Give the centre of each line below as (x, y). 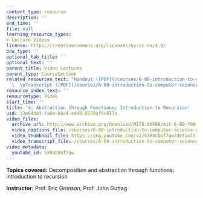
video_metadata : (27, 147)
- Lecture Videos (28, 40)
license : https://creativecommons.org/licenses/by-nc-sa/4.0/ (86, 46)
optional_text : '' (29, 62)
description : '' (27, 18)
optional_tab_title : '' (36, 57)
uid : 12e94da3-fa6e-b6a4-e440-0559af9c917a (62, 113)
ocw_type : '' (23, 51)
